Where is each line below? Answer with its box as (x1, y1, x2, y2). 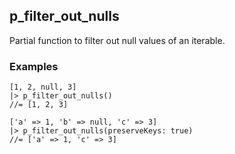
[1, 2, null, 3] (9, 82, 77, 93)
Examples (9, 59, 59, 73)
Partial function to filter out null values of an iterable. (9, 34, 226, 46)
